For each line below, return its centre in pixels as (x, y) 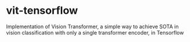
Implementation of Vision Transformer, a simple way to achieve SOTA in (92, 26)
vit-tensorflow (42, 11)
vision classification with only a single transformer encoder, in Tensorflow (95, 32)
